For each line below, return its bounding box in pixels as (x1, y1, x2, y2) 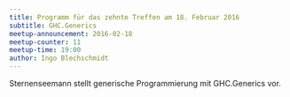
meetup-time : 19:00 (9, 46, 82, 55)
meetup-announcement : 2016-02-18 (9, 29, 133, 38)
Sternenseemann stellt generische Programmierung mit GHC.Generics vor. (9, 78, 282, 88)
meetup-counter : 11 (9, 37, 82, 47)
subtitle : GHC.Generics (9, 21, 98, 30)
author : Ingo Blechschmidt (9, 54, 109, 63)
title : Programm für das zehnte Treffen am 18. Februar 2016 (9, 12, 240, 22)
